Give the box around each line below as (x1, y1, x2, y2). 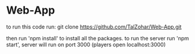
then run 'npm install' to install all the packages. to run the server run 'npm (6, 34, 190, 42)
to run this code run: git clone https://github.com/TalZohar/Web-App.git (6, 23, 182, 30)
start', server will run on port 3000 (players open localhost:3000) (6, 41, 166, 48)
